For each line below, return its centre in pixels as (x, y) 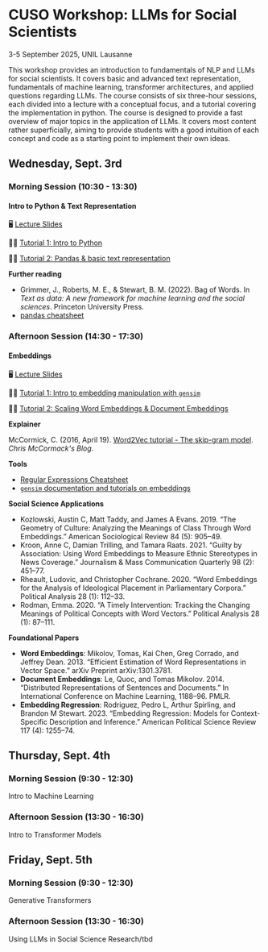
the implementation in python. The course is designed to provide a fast (126, 112)
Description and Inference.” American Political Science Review (153, 721)
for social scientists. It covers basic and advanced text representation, (125, 78)
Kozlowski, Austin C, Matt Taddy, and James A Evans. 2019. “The (128, 519)
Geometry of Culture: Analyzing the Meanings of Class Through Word (136, 528)
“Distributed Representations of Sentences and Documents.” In (124, 688)
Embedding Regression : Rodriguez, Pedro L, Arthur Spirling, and (128, 705)
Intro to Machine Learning (51, 796)
